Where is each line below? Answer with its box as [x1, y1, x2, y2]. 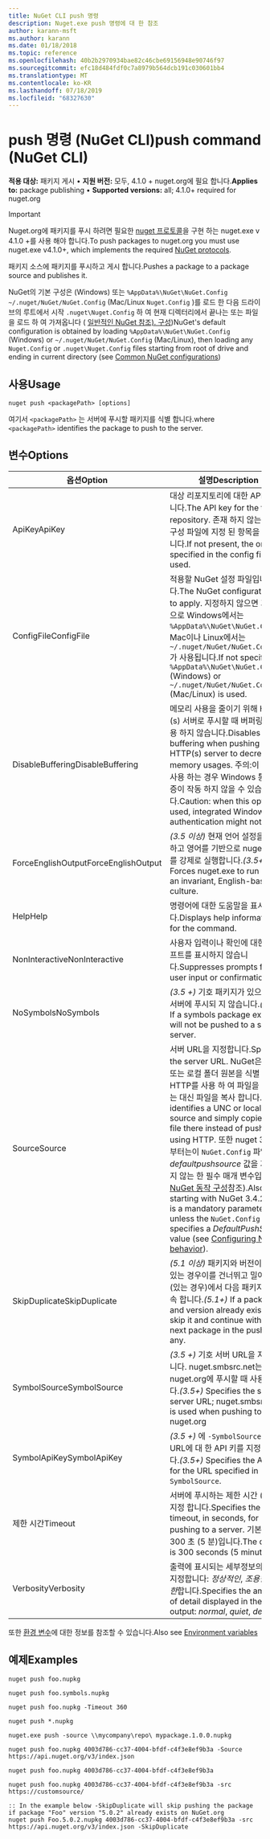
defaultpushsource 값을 [170, 1158, 259, 1169]
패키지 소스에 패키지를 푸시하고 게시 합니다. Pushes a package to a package [8, 262, 249, 272]
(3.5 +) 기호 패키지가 [170, 986, 245, 997]
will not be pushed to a [170, 1018, 256, 1030]
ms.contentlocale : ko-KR [8, 79, 92, 87]
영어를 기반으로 [186, 842, 241, 854]
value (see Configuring [170, 1233, 256, 1244]
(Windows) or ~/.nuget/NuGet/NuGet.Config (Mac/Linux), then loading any [8, 335, 253, 345]
